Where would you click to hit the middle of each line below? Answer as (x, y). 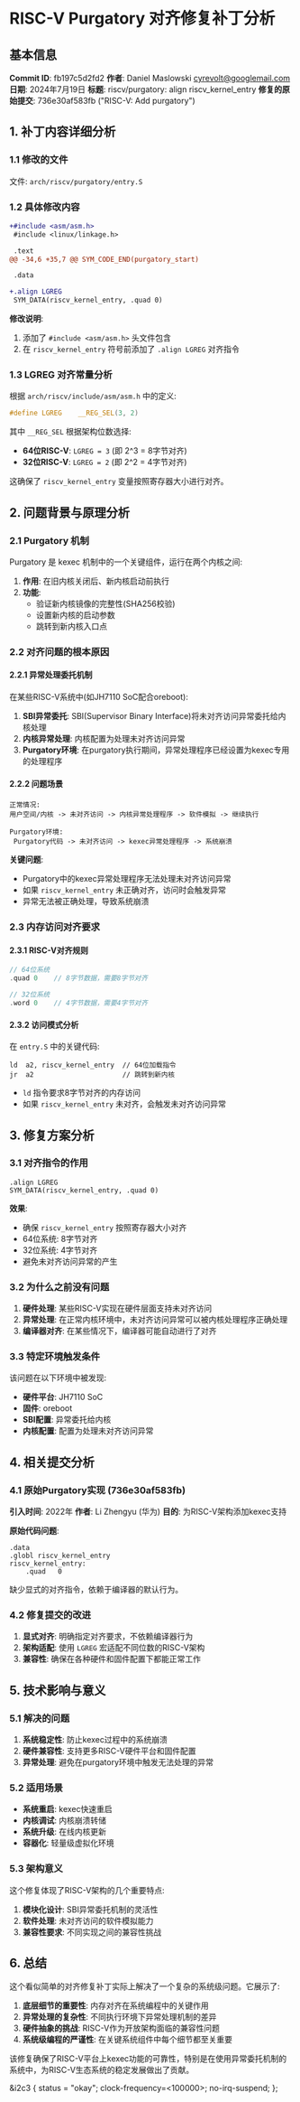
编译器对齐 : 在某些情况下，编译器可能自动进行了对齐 (119, 1331)
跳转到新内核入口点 (72, 626)
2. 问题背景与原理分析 (70, 513)
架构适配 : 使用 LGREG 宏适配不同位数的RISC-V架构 (114, 1648)
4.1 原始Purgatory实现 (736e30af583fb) (98, 1490)
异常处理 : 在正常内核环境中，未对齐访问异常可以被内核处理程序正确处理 (155, 1320)
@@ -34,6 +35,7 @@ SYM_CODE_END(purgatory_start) (105, 259)
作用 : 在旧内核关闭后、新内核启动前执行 (95, 581)
